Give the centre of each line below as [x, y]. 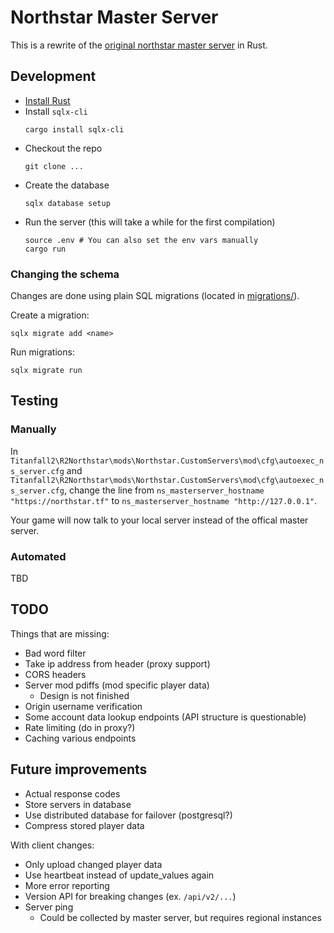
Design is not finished [84, 695]
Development [53, 76]
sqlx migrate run [46, 371]
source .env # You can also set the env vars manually [141, 240]
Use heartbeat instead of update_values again [119, 875]
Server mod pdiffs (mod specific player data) [117, 685]
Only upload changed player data [93, 864]
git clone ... [54, 166]
